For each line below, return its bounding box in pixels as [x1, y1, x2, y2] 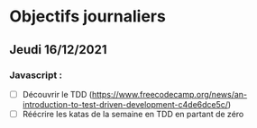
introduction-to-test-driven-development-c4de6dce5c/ [22, 98, 228, 109]
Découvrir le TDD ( [22, 89, 93, 99]
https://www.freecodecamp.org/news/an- [91, 89, 248, 99]
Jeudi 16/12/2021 [9, 42, 107, 57]
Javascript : [9, 69, 63, 81]
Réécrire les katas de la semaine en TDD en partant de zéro [22, 108, 244, 119]
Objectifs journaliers [9, 6, 167, 27]
